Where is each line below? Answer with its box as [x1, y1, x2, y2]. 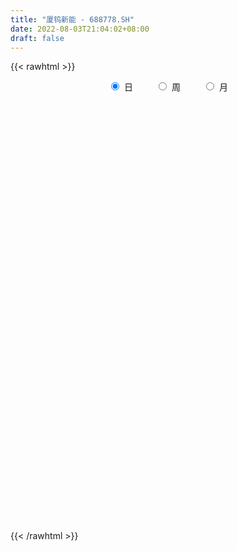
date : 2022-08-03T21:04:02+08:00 [10, 24, 150, 34]
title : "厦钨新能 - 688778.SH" [10, 14, 135, 25]
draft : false [10, 33, 65, 43]
